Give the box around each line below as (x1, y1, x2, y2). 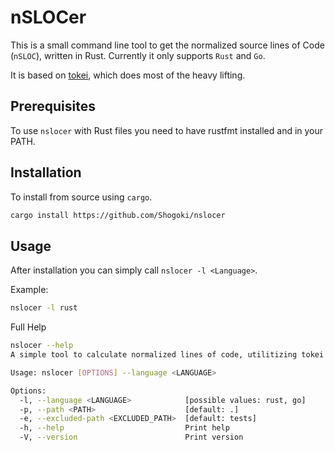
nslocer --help (10, 341, 74, 351)
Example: (10, 284, 49, 296)
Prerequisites (10, 98, 96, 115)
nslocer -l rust (10, 303, 78, 313)
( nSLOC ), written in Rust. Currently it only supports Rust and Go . (10, 49, 266, 61)
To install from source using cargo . (10, 191, 153, 203)
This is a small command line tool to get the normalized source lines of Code (10, 39, 325, 51)
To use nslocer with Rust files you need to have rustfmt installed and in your (10, 124, 324, 136)
